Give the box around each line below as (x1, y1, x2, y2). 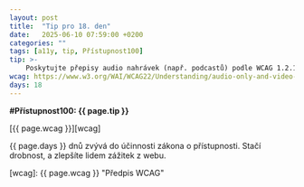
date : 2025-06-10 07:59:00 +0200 (9, 30, 144, 39)
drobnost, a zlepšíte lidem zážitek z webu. (9, 150, 166, 161)
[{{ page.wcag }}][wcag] (9, 123, 101, 134)
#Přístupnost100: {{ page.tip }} (9, 105, 129, 116)
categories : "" (9, 38, 67, 48)
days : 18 (9, 80, 43, 89)
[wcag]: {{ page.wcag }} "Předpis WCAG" (9, 167, 165, 178)
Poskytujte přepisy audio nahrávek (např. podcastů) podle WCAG (25, 64, 273, 73)
